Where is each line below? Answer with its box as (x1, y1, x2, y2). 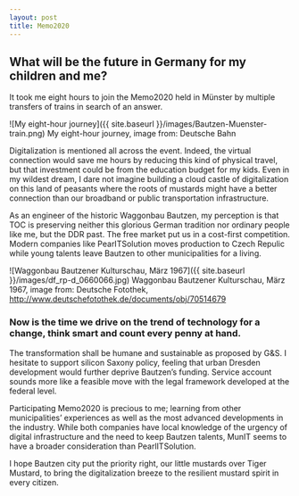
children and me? (9, 68, 108, 83)
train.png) (9, 128, 46, 139)
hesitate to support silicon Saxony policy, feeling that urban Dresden (9, 357, 261, 368)
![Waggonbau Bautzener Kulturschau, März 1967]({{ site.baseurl (9, 265, 245, 277)
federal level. (9, 385, 57, 396)
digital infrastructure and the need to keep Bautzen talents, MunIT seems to (9, 431, 287, 442)
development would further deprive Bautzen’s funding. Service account (9, 367, 272, 377)
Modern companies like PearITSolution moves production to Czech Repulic (9, 238, 286, 250)
